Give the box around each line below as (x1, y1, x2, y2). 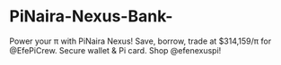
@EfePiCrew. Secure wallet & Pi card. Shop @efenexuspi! (9, 45, 222, 55)
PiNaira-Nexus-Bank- (9, 6, 173, 27)
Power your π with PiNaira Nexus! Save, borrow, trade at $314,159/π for (9, 36, 272, 46)
